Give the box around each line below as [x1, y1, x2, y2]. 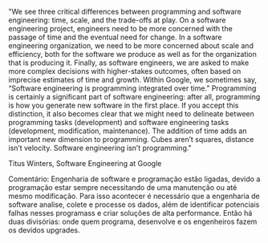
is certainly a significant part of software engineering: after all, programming [8, 92, 261, 101]
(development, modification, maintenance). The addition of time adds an [8, 126, 247, 136]
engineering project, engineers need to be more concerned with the [8, 24, 233, 33]
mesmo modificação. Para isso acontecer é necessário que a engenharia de [8, 192, 260, 200]
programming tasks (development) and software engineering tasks [8, 118, 229, 127]
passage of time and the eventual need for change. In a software [8, 32, 222, 42]
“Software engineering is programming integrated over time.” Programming [8, 83, 257, 93]
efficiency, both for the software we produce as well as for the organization [8, 50, 257, 59]
